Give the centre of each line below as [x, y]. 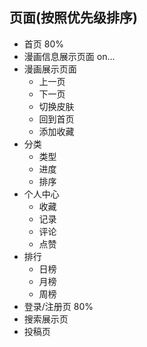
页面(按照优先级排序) [73, 18]
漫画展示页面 [50, 69]
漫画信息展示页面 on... [69, 56]
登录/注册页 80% [58, 306]
